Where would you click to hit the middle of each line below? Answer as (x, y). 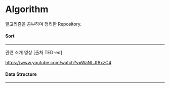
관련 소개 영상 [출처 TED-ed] (34, 53)
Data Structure (21, 74)
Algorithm (27, 9)
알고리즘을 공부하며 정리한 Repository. (44, 24)
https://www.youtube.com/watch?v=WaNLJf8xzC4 (58, 63)
